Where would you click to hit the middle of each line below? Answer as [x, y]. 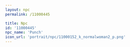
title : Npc [16, 23]
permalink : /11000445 [28, 14]
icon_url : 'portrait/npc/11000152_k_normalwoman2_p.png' [65, 37]
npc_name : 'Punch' [24, 33]
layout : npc [17, 10]
